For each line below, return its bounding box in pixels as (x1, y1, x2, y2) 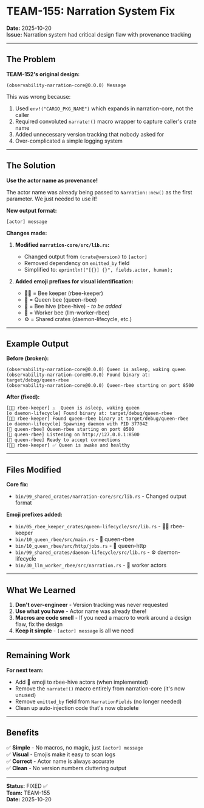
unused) (15, 691, 36, 698)
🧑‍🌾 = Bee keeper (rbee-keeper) (24, 289, 103, 297)
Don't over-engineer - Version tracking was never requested (15, 601, 168, 608)
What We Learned (6, 585, 76, 595)
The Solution (6, 160, 56, 171)
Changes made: (6, 229, 47, 236)
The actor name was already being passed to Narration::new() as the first (6, 188, 192, 196)
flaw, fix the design (15, 620, 63, 628)
